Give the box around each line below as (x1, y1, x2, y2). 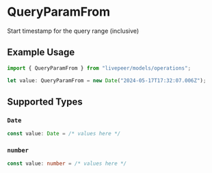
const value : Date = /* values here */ (7, 131, 121, 137)
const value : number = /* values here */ (7, 160, 127, 168)
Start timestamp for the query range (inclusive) (7, 27, 140, 35)
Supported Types (7, 96, 83, 107)
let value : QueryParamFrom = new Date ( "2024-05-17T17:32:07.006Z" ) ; (7, 77, 207, 84)
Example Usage (7, 46, 75, 58)
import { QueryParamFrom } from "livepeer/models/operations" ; (7, 64, 191, 72)
